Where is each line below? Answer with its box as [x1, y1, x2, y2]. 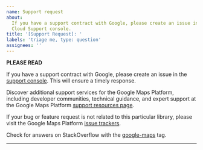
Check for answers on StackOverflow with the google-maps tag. [6, 131, 167, 139]
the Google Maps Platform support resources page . [6, 101, 135, 108]
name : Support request [6, 8, 63, 15]
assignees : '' [6, 43, 42, 49]
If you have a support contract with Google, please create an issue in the [6, 70, 187, 78]
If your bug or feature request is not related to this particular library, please [6, 113, 192, 120]
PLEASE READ [6, 58, 42, 66]
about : [6, 14, 23, 20]
